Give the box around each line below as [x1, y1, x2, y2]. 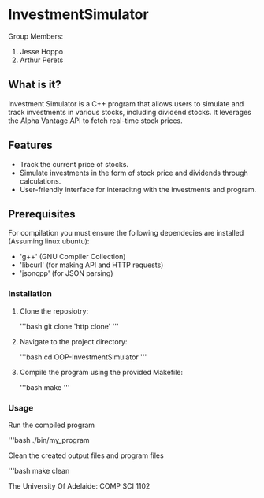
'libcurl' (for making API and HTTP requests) [19, 260, 164, 269]
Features [8, 139, 53, 152]
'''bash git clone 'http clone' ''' [19, 321, 120, 331]
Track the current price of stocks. [19, 159, 128, 169]
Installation [8, 288, 53, 299]
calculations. [19, 176, 61, 186]
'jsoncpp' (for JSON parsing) [19, 269, 113, 278]
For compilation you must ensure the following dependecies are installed [8, 229, 244, 238]
